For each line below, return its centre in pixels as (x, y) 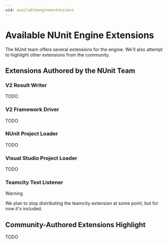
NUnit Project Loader (32, 134)
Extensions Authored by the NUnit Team (70, 71)
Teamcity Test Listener (34, 182)
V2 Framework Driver (32, 110)
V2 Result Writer (26, 85)
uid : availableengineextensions (39, 10)
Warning (14, 194)
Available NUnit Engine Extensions (80, 35)
